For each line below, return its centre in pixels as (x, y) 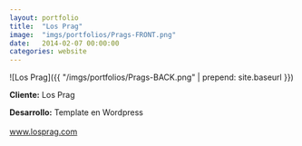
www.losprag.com (44, 131)
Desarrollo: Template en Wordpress (76, 112)
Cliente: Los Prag (42, 95)
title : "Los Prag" (46, 26)
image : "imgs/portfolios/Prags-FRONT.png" (93, 34)
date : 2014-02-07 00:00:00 (64, 43)
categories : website (49, 52)
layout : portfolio (44, 18)
